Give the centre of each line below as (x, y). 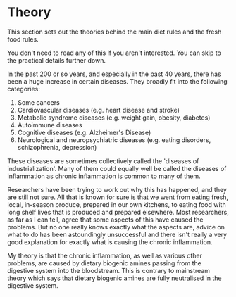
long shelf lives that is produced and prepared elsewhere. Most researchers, (118, 212)
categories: (24, 89)
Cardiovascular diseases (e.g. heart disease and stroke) (98, 110)
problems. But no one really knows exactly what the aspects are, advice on (116, 227)
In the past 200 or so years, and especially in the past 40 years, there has (114, 74)
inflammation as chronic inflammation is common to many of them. (104, 176)
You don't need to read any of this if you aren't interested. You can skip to (114, 53)
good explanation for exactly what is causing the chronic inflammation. (110, 242)
